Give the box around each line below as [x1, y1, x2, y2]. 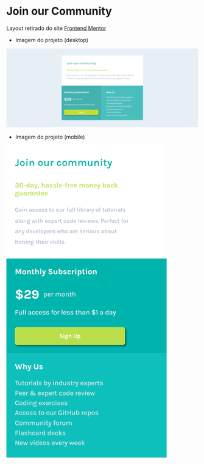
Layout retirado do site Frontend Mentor [6, 24, 107, 32]
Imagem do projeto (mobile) [15, 133, 85, 141]
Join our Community [6, 4, 112, 18]
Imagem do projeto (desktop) [15, 36, 88, 43]
